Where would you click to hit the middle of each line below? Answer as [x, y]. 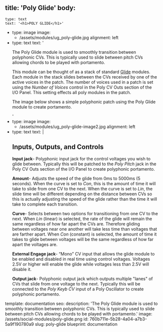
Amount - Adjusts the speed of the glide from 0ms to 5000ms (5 [76, 178]
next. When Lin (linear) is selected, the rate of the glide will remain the [82, 219]
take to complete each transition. [45, 204]
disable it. [22, 269]
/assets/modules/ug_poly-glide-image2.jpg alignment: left [77, 126]
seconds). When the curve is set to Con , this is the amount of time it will [84, 183]
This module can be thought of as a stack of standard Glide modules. [81, 72]
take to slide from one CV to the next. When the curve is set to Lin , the [82, 189]
